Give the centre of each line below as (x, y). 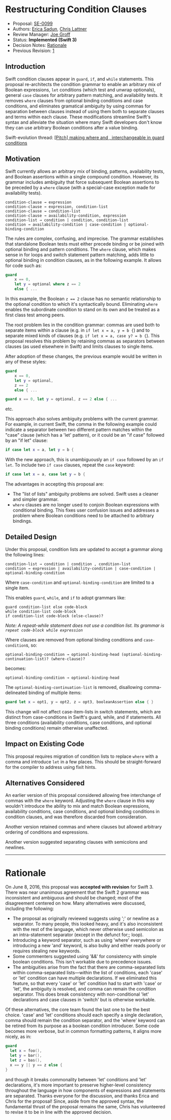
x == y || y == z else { (36, 1065)
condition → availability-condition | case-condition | (66, 224)
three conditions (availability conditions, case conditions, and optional (78, 723)
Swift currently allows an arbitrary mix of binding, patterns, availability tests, (85, 171)
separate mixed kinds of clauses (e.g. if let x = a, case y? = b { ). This (82, 336)
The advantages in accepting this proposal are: (55, 484)
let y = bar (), (26, 1056)
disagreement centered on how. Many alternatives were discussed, (76, 903)
